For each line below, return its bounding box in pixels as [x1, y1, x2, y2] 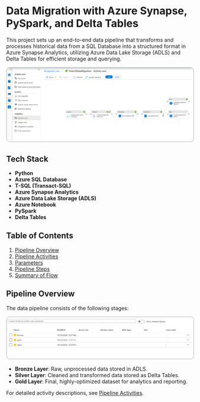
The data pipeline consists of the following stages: [6, 304, 129, 311]
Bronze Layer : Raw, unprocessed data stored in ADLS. [14, 365, 148, 372]
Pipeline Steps [14, 265, 50, 272]
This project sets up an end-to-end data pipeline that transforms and [6, 36, 174, 43]
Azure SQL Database [14, 176, 67, 183]
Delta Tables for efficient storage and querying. [6, 55, 122, 62]
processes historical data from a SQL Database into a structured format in [6, 43, 186, 50]
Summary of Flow [14, 271, 58, 279]
